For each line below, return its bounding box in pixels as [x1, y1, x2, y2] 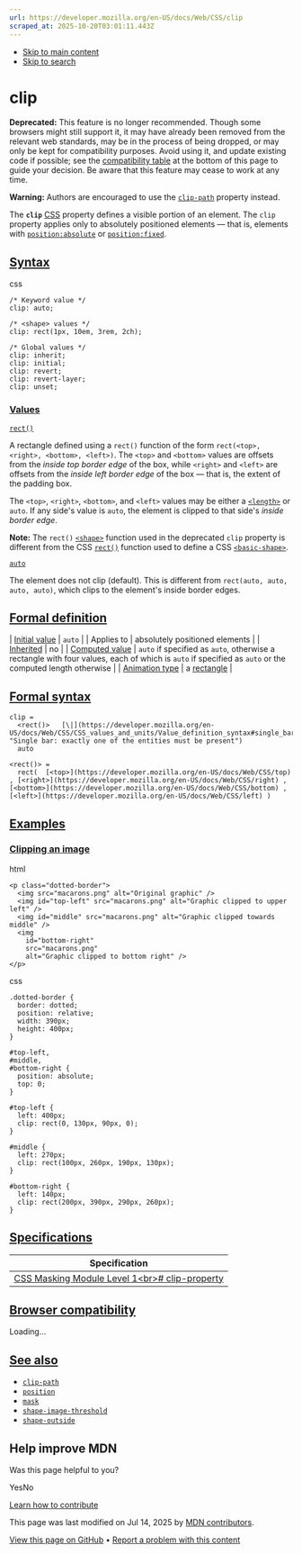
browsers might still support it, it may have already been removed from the [9, 127, 286, 138]
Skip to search [22, 56, 76, 67]
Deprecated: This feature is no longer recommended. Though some [9, 117, 262, 128]
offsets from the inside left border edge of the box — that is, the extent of [9, 468, 281, 479]
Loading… [9, 1326, 47, 1337]
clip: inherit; [9, 351, 67, 360]
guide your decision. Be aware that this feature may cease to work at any [9, 165, 280, 176]
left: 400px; [17, 1111, 67, 1120]
